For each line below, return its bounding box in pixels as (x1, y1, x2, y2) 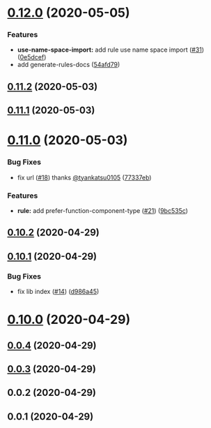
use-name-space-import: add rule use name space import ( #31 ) (17, 45, 204, 54)
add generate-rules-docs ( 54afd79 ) (17, 61, 120, 69)
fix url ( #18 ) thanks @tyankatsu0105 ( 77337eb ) (17, 173, 152, 182)
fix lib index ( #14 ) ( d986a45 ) (17, 288, 100, 296)
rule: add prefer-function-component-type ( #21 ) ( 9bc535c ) (17, 207, 188, 215)
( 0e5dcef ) (17, 53, 47, 61)
